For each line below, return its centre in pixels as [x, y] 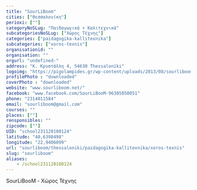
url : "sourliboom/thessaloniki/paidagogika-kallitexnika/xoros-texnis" [95, 148]
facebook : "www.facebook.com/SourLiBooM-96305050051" [73, 93]
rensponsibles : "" [28, 121]
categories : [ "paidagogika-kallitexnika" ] [59, 39]
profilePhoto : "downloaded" [42, 77]
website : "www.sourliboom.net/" [45, 88]
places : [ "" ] [22, 115]
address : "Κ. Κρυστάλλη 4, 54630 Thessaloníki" [65, 66]
